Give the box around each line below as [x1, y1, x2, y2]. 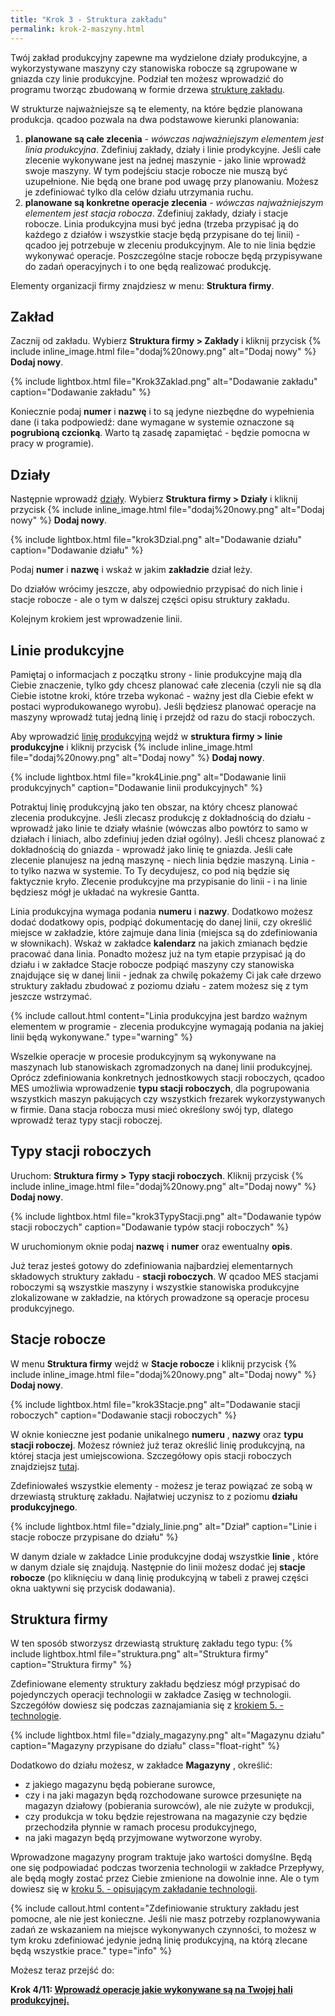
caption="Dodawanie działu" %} [10, 544, 144, 556]
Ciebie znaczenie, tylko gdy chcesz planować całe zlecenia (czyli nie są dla [10, 679, 322, 691]
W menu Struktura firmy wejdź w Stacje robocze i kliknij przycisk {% [10, 1357, 298, 1370]
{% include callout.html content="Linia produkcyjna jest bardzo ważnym [10, 1009, 308, 1021]
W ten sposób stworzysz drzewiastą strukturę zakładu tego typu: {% [10, 1637, 294, 1650]
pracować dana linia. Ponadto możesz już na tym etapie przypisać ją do [10, 947, 306, 960]
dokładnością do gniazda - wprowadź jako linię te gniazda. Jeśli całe [10, 843, 293, 855]
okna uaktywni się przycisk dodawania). [10, 1582, 176, 1594]
